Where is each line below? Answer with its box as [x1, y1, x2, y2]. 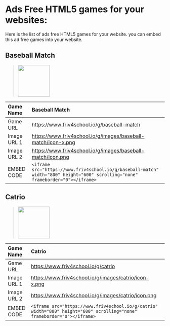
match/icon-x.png [31, 138, 75, 146]
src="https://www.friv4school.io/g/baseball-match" [31, 166, 159, 172]
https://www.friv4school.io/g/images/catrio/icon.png [31, 292, 157, 299]
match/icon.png [31, 153, 69, 160]
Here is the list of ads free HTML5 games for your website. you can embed [5, 31, 161, 37]
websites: [5, 14, 48, 26]
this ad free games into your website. [5, 37, 82, 43]
